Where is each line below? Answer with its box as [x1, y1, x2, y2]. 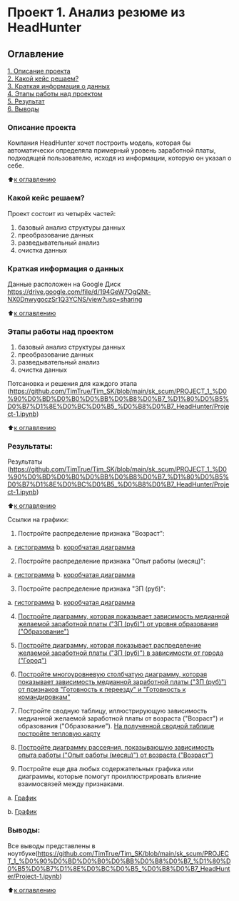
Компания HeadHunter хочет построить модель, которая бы [7, 138, 191, 147]
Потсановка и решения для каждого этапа [7, 380, 138, 388]
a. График [7, 793, 37, 803]
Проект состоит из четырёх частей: [7, 209, 116, 218]
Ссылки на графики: [7, 515, 69, 524]
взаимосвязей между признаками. [17, 780, 125, 788]
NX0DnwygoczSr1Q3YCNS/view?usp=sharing [7, 295, 143, 303]
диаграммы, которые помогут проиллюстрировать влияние [17, 772, 202, 781]
